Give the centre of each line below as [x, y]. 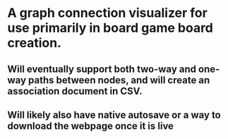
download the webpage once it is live [91, 126]
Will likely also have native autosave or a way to [114, 115]
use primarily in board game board [110, 28]
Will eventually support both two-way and [102, 69]
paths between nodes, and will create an [119, 80]
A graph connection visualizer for [108, 13]
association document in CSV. [75, 91]
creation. [35, 43]
